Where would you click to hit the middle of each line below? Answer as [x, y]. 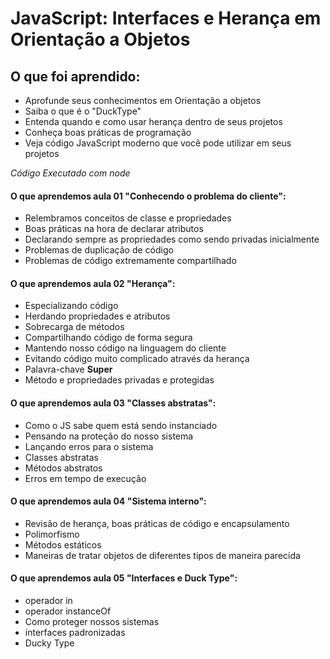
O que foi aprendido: [75, 76]
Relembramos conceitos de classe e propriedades [128, 218]
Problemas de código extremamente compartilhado [130, 261]
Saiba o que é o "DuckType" [83, 111]
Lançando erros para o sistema [89, 446]
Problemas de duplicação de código [99, 250]
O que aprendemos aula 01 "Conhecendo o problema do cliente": [148, 196]
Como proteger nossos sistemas [92, 622]
